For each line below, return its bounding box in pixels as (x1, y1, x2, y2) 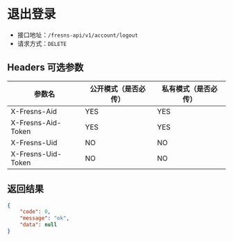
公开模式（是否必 (89, 84, 146, 94)
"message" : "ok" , (19, 215, 70, 222)
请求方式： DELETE (17, 39, 67, 47)
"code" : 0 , (19, 208, 51, 215)
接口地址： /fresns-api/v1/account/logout (17, 31, 139, 39)
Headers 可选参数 (7, 62, 84, 74)
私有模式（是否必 (162, 84, 218, 94)
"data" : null (19, 222, 58, 228)
